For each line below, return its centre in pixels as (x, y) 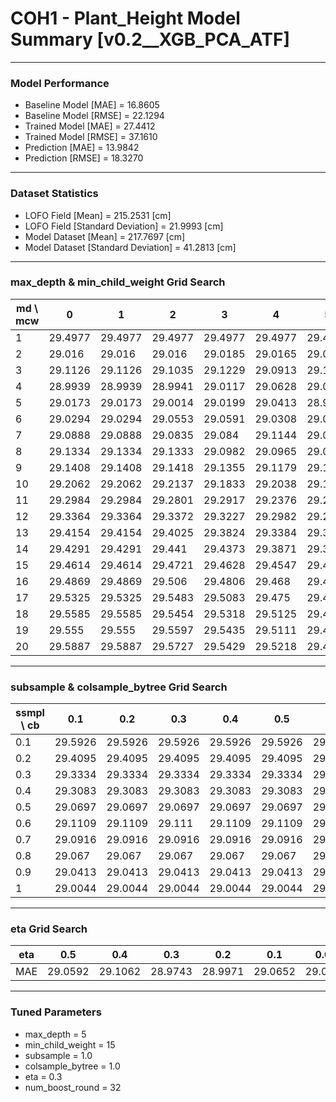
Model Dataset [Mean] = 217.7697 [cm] (105, 236)
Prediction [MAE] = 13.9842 (82, 148)
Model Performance (60, 83)
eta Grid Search (49, 929)
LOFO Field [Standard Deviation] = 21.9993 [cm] (124, 226)
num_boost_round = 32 (73, 1087)
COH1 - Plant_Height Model (125, 18)
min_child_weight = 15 (70, 1044)
